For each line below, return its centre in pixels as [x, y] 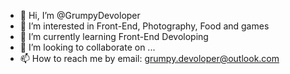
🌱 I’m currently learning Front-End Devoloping [114, 36]
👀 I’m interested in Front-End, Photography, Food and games [144, 26]
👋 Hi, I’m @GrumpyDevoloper [80, 15]
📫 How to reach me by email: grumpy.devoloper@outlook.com [149, 58]
